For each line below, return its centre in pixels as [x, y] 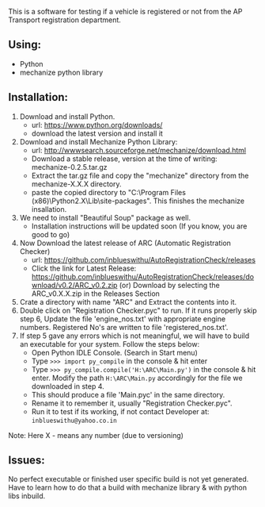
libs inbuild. [27, 496]
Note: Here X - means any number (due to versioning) [96, 435]
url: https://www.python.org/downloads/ [97, 125]
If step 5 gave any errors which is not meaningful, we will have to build [134, 336]
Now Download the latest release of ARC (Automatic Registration [125, 243]
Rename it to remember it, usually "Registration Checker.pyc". [132, 403]
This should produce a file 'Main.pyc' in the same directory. [128, 394]
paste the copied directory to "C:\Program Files [108, 192]
